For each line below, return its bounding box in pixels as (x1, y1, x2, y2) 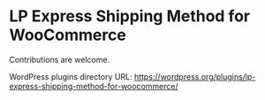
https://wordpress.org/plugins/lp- (133, 71, 256, 81)
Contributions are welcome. (9, 54, 110, 65)
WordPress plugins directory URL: (9, 71, 132, 81)
